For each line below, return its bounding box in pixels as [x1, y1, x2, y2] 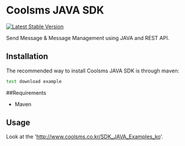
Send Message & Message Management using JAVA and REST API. [6, 34, 170, 41]
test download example [6, 78, 62, 84]
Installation [6, 51, 48, 62]
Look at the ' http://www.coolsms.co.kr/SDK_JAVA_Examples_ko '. [6, 133, 164, 140]
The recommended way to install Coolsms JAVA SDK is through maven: [6, 67, 180, 74]
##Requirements [6, 89, 47, 96]
